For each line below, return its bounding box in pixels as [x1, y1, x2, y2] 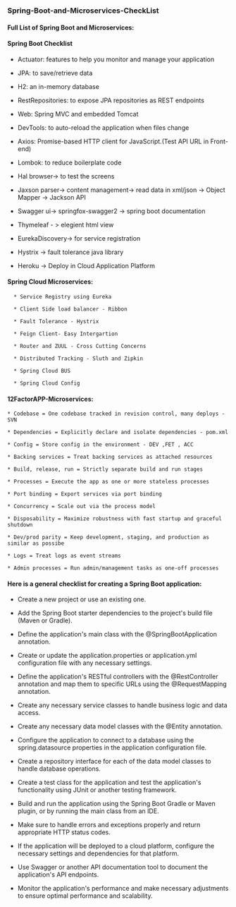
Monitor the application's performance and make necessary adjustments [17, 884, 229, 893]
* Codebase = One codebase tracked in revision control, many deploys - [7, 410, 225, 418]
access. [17, 709, 41, 717]
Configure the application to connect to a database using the [17, 736, 194, 745]
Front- [210, 137, 229, 145]
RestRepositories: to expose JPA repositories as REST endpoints [17, 96, 204, 104]
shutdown [7, 522, 33, 529]
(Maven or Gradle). [17, 616, 73, 625]
